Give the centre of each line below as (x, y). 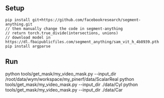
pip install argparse (28, 46)
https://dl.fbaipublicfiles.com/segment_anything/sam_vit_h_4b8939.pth (82, 42)
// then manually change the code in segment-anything (64, 29)
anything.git (19, 24)
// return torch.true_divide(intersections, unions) (62, 33)
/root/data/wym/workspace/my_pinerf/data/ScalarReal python (70, 79)
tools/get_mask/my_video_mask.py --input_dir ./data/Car (64, 89)
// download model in (28, 37)
